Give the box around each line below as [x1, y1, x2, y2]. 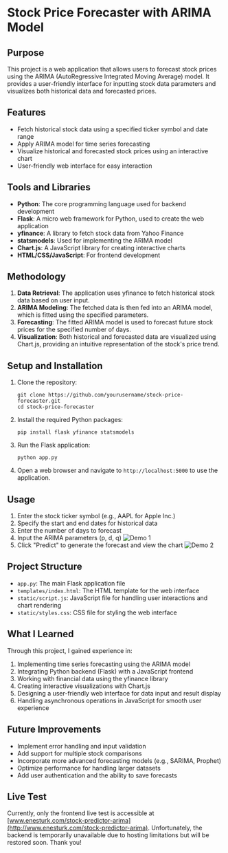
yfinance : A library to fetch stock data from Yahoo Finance [16, 229, 184, 237]
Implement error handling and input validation [16, 742, 146, 750]
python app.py [16, 454, 58, 461]
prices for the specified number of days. [16, 325, 132, 334]
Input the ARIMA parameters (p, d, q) [16, 534, 122, 542]
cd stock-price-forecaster [16, 403, 95, 410]
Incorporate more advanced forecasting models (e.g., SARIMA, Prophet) [16, 756, 222, 764]
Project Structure [7, 561, 82, 573]
